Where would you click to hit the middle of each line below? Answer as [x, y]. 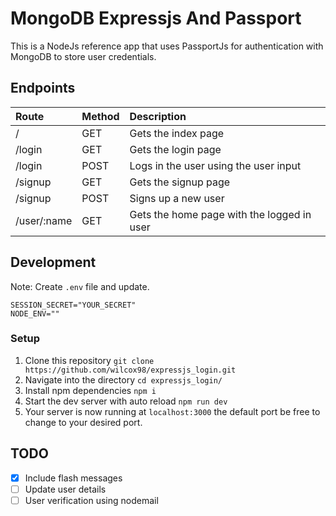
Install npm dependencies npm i [90, 390]
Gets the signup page [180, 182]
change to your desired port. [83, 422]
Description [158, 116]
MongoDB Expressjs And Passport [156, 18]
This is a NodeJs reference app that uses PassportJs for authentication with [167, 46]
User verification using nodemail [91, 500]
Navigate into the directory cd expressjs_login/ [123, 379]
